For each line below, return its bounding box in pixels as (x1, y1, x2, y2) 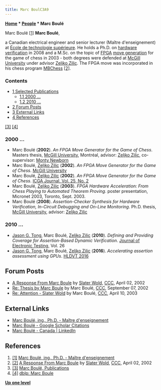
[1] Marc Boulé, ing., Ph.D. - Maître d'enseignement (12, 354, 115, 360)
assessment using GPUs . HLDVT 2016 (12, 253, 89, 259)
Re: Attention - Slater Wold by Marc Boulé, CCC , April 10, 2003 (12, 290, 138, 296)
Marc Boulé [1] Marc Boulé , (5, 30, 60, 36)
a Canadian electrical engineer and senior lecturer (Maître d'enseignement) (5, 39, 156, 45)
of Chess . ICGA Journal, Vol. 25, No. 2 (12, 178, 89, 184)
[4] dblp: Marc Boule (12, 370, 54, 376)
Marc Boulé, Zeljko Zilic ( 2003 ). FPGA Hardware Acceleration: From (12, 183, 149, 189)
